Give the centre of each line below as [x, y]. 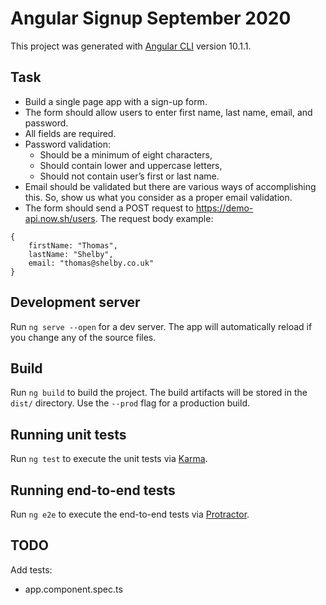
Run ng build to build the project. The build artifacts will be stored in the [159, 393]
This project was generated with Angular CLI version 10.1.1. [131, 46]
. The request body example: [154, 218]
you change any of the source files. [83, 337]
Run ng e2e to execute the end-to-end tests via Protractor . [130, 514]
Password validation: [68, 144]
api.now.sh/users [60, 218]
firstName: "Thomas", [73, 245]
